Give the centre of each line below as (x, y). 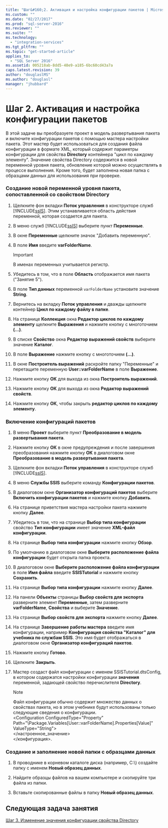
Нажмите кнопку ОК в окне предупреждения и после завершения (84, 447)
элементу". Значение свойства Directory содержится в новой (71, 160)
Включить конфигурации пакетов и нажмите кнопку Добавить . (82, 498)
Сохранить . (26, 578)
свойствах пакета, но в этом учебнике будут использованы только (84, 707)
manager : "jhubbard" (27, 84)
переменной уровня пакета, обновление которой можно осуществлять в (84, 165)
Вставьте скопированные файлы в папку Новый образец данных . (83, 793)
